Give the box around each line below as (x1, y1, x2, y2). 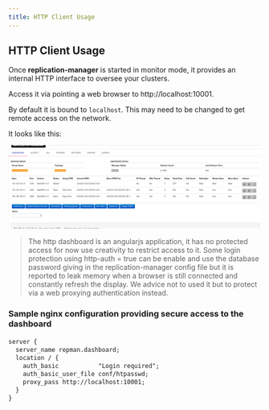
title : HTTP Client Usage (8, 13, 95, 21)
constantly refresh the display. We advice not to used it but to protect (27, 280, 258, 289)
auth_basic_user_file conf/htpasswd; (22, 370, 149, 378)
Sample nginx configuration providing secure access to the (8, 309, 244, 320)
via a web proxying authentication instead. (27, 288, 169, 298)
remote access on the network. (8, 114, 112, 123)
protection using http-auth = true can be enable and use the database (27, 254, 259, 263)
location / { (15, 354, 59, 362)
